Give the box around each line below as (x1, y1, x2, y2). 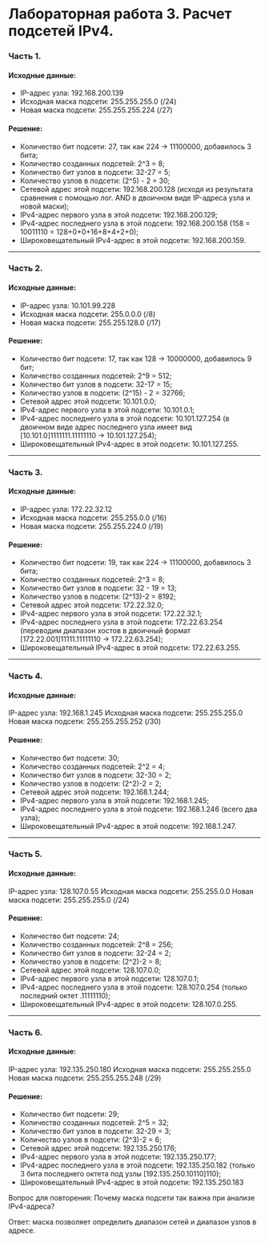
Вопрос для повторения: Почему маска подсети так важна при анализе (8, 1193, 255, 1203)
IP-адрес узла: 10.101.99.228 (19, 300, 116, 310)
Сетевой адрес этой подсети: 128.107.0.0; (19, 965, 162, 975)
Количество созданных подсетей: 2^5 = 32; (19, 1118, 170, 1127)
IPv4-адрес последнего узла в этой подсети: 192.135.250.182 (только (19, 1160, 255, 1170)
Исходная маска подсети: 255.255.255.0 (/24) (19, 97, 177, 107)
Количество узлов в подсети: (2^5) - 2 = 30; (19, 176, 171, 185)
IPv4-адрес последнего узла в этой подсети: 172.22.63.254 (19, 617, 223, 627)
